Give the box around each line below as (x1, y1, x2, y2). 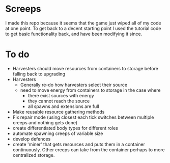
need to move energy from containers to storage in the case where (20, 87, 161, 93)
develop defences (12, 135, 51, 142)
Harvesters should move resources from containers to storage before (12, 65, 159, 71)
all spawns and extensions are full (27, 103, 99, 110)
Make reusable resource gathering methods (12, 108, 105, 115)
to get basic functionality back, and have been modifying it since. (5, 31, 143, 37)
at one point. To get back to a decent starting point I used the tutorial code (5, 25, 161, 31)
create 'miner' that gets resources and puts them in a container (12, 141, 145, 147)
